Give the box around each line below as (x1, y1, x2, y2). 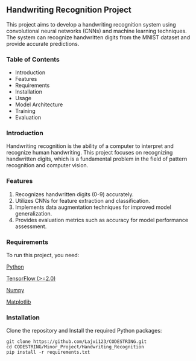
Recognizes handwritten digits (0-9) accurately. (14, 190, 134, 198)
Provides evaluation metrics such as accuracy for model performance (14, 216, 189, 223)
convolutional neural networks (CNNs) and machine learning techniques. (6, 27, 187, 34)
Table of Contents (6, 55, 60, 63)
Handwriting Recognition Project (6, 5, 131, 15)
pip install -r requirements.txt (6, 350, 90, 356)
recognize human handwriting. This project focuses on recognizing (6, 149, 173, 156)
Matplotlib (6, 298, 31, 305)
